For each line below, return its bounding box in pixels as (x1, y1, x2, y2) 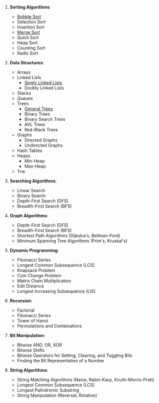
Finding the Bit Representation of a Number (17, 358, 105, 363)
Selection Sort (17, 19, 46, 25)
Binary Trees (24, 111, 50, 117)
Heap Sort (17, 40, 38, 46)
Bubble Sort (17, 14, 42, 19)
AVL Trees (24, 121, 45, 127)
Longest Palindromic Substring (17, 387, 79, 393)
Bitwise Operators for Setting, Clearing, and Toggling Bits (17, 352, 133, 358)
